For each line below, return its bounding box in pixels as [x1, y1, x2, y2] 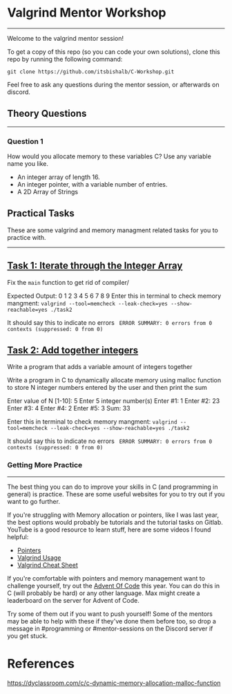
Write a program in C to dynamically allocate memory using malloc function [7, 376, 222, 384]
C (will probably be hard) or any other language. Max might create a [7, 589, 200, 597]
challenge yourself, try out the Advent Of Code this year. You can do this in [7, 581, 220, 590]
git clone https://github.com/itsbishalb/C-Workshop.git [7, 68, 175, 75]
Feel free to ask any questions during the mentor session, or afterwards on [7, 80, 220, 88]
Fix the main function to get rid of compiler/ [7, 278, 129, 286]
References [7, 655, 75, 671]
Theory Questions [7, 108, 87, 120]
